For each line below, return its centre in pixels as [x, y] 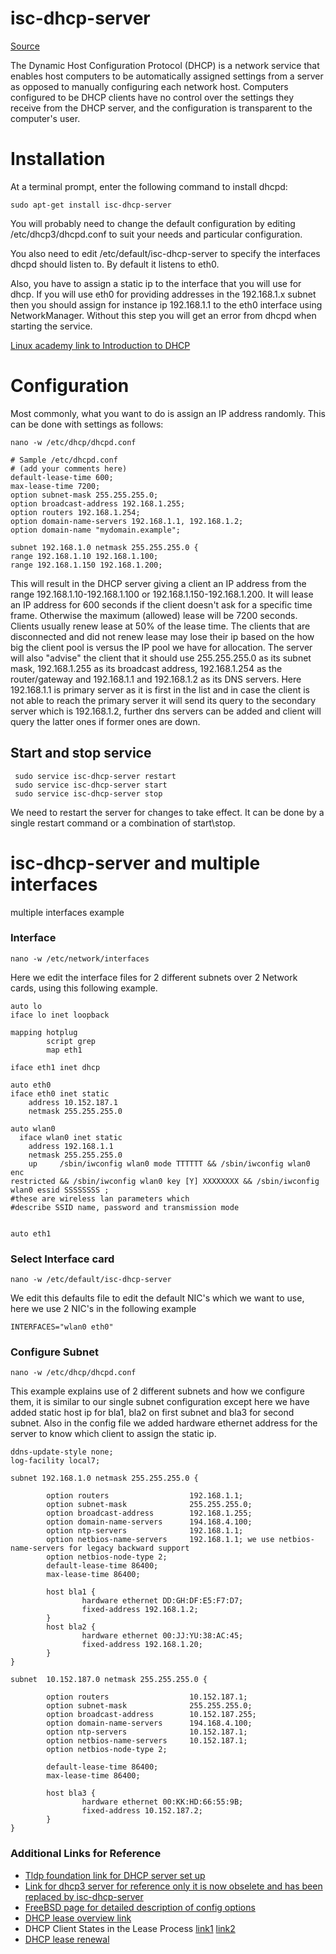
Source [25, 46]
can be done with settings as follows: [87, 424]
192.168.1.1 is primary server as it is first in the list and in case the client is [160, 689]
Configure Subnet [54, 1352]
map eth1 [64, 1050]
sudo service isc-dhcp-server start [91, 785]
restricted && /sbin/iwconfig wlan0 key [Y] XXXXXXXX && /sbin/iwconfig [165, 1181]
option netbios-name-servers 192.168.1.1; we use [160, 1540]
